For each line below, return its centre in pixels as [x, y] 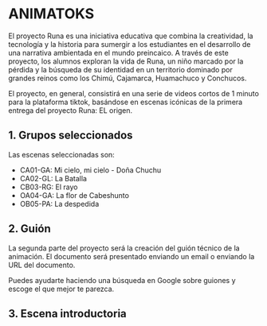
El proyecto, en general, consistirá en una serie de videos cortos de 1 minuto [133, 93]
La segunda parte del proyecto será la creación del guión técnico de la [124, 248]
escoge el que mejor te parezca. [61, 289]
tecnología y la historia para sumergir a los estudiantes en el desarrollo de [130, 44]
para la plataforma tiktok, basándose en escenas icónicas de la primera [126, 102]
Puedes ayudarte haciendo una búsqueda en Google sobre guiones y [122, 280]
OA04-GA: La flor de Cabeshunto [75, 195]
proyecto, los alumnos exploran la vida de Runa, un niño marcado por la [126, 61]
